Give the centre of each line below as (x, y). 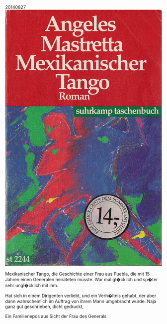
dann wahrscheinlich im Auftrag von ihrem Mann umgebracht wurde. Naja (81, 302)
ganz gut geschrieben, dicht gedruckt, (44, 307)
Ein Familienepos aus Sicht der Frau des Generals (56, 317)
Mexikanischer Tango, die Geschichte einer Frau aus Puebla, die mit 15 (78, 274)
